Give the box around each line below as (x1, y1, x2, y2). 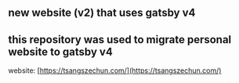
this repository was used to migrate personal (8, 33, 232, 46)
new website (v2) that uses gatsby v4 (8, 6, 196, 20)
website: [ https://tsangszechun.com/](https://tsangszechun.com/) (8, 66, 222, 75)
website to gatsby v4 (8, 45, 114, 58)
